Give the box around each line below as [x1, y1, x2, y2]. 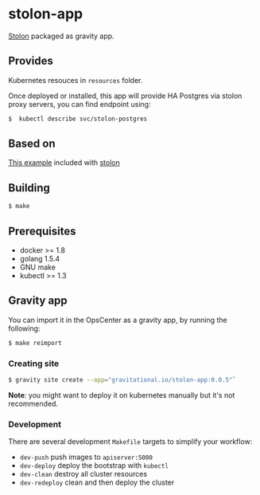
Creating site [8, 358, 60, 369]
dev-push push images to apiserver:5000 [19, 452, 153, 462]
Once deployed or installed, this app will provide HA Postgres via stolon [8, 91, 243, 100]
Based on [8, 137, 56, 151]
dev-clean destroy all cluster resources [19, 469, 148, 479]
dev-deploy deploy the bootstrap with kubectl [19, 461, 169, 470]
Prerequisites [8, 224, 76, 238]
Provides [8, 54, 53, 68]
